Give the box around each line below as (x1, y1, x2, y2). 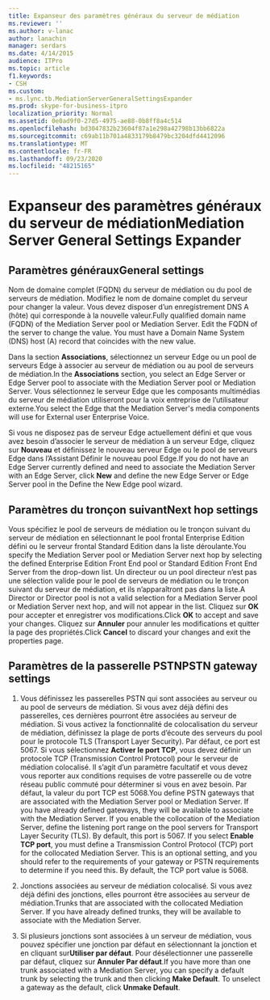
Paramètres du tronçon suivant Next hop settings (8, 503, 259, 517)
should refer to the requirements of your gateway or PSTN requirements (19, 856, 260, 866)
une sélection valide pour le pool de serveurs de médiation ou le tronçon (8, 576, 249, 585)
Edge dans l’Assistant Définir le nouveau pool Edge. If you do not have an (8, 454, 249, 463)
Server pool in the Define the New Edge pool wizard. (8, 479, 183, 489)
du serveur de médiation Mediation (8, 214, 245, 233)
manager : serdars (8, 42, 67, 50)
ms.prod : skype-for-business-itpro (8, 102, 128, 110)
